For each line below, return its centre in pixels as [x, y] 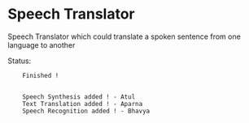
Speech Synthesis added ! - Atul [79, 97]
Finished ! [41, 75]
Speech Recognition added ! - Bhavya [86, 111]
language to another [41, 45]
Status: [20, 61]
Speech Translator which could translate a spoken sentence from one [124, 36]
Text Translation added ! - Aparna [83, 104]
